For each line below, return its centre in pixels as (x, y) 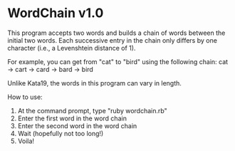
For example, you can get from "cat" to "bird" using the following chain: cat (118, 61)
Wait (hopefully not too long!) (61, 133)
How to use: (25, 97)
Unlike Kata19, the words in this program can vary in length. (94, 83)
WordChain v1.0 (56, 13)
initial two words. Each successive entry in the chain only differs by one (112, 40)
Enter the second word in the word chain (77, 125)
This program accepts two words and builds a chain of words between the (116, 33)
